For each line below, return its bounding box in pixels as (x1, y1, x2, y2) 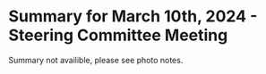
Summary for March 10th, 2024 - (8, 6, 258, 27)
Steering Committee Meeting (8, 25, 228, 45)
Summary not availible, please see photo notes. (8, 54, 184, 65)
